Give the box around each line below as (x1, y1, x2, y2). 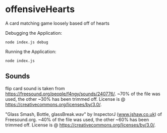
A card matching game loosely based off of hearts (5, 20, 110, 26)
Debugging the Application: (5, 30, 62, 36)
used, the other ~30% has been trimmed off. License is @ (5, 96, 126, 102)
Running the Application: (5, 48, 57, 54)
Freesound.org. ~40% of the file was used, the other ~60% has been (5, 116, 149, 122)
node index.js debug (5, 39, 49, 45)
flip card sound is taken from (5, 85, 65, 91)
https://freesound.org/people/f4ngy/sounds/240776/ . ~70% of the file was (5, 91, 160, 97)
